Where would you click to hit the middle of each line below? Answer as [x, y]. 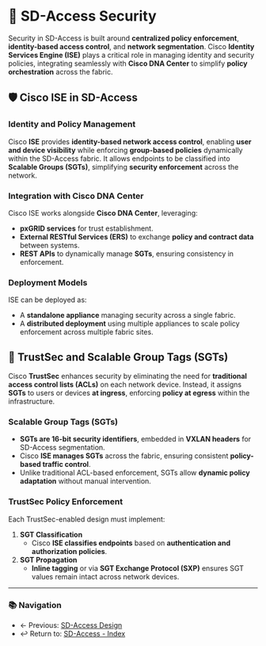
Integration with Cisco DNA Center [76, 196]
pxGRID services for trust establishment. [86, 228]
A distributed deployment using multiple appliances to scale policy [129, 323]
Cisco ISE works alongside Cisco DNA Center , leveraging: [103, 212]
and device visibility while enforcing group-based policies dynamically [125, 150]
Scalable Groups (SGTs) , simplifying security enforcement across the [123, 166]
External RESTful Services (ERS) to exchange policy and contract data [137, 236]
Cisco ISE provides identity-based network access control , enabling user [130, 141]
